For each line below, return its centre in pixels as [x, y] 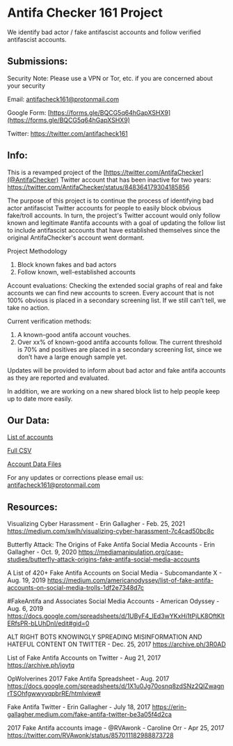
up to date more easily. [40, 398]
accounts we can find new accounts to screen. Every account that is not [111, 293]
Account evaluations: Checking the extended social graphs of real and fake [115, 285]
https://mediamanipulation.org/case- [131, 552]
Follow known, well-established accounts [76, 272]
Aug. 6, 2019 [25, 609]
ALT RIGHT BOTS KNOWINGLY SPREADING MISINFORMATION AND [105, 637]
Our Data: [29, 420]
